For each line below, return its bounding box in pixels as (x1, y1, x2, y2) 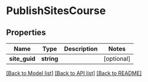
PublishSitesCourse (6, 4, 106, 18)
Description (64, 45, 98, 53)
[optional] (103, 54, 131, 63)
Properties (6, 28, 46, 37)
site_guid (9, 54, 36, 63)
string (41, 54, 59, 63)
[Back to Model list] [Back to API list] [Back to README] (6, 70, 142, 77)
